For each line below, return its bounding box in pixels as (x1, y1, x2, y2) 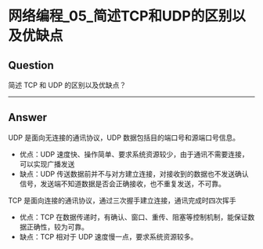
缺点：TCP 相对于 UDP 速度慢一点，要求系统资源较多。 (19, 232, 198, 241)
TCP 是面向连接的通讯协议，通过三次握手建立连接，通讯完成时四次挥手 (8, 196, 236, 205)
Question (8, 58, 54, 71)
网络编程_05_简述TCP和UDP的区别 (8, 7, 232, 25)
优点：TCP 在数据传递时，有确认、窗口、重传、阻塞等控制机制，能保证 (19, 212, 248, 222)
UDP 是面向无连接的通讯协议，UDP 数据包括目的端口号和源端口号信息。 (8, 133, 240, 142)
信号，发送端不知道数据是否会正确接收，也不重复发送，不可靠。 (19, 178, 225, 189)
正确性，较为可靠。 (26, 222, 88, 232)
